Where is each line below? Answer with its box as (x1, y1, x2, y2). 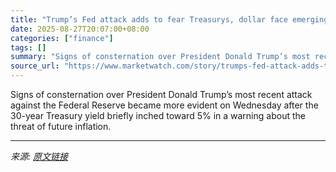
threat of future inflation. (10, 121, 112, 132)
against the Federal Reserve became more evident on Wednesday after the (10, 99, 319, 111)
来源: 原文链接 (10, 151, 68, 162)
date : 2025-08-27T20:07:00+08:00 (10, 24, 150, 34)
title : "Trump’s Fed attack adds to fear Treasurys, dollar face (10, 14, 288, 25)
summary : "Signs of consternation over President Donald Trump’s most (10, 52, 311, 62)
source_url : (10, 61, 60, 71)
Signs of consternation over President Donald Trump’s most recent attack (10, 89, 313, 100)
